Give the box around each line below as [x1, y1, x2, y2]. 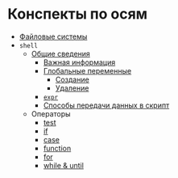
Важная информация [43, 57, 116, 67]
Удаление [55, 83, 89, 93]
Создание [55, 74, 89, 84]
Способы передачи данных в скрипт [43, 100, 170, 110]
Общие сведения [31, 49, 90, 58]
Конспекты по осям [7, 5, 148, 23]
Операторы [31, 108, 71, 118]
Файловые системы [19, 32, 88, 41]
